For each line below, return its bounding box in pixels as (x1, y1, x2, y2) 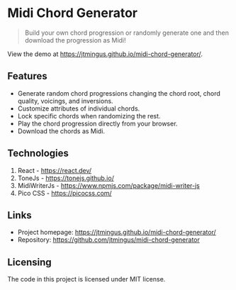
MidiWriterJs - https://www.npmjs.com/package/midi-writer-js (17, 181, 200, 189)
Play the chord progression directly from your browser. (17, 119, 178, 128)
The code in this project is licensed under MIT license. (7, 275, 166, 284)
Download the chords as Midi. (17, 126, 105, 135)
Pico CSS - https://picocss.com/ (17, 189, 112, 197)
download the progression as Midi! (24, 35, 126, 44)
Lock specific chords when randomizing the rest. (17, 111, 161, 120)
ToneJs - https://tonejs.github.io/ (17, 174, 115, 182)
